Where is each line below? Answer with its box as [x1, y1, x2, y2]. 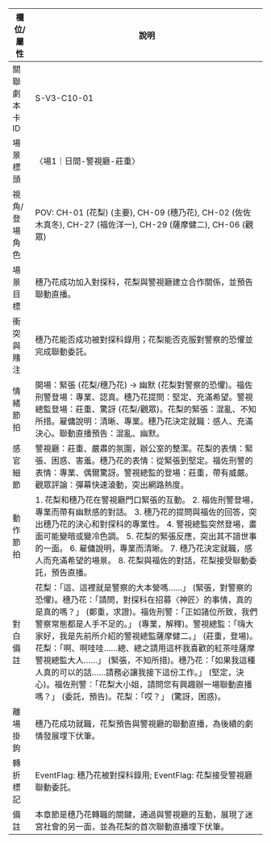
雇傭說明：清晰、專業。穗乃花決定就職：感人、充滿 [59, 415, 254, 427]
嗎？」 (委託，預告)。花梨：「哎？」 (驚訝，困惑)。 [35, 691, 226, 702]
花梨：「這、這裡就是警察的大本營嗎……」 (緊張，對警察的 [35, 582, 252, 593]
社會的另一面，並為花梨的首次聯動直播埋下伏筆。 [43, 821, 230, 832]
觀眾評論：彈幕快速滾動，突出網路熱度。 [35, 479, 190, 490]
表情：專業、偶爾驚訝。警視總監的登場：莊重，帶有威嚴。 [35, 467, 254, 478]
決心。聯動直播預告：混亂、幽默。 [35, 428, 165, 439]
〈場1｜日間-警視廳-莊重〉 [35, 156, 140, 166]
